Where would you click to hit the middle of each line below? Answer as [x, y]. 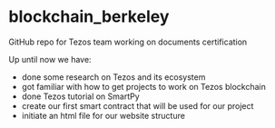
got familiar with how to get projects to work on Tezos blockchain [144, 86]
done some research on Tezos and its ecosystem [113, 77]
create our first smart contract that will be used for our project [137, 105]
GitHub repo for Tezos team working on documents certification [128, 42]
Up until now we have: [50, 59]
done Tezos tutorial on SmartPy [80, 96]
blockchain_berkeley [89, 17]
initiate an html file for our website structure [103, 115]
